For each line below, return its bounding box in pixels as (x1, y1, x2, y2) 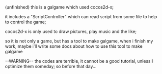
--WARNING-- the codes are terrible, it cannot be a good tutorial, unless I (5, 58, 153, 64)
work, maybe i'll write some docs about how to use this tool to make (5, 43, 143, 49)
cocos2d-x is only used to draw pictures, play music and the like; (5, 29, 137, 34)
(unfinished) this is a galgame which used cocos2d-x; (5, 4, 114, 10)
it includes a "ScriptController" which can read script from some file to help (5, 14, 157, 19)
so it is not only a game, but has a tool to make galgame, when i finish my (5, 38, 153, 44)
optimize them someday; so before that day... (5, 64, 97, 69)
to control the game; (5, 19, 46, 25)
